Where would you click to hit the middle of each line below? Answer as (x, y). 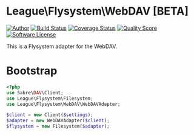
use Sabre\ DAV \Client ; (35, 92)
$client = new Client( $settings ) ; (50, 115)
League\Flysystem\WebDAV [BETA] (98, 11)
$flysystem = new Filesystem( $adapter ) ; (58, 126)
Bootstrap (32, 71)
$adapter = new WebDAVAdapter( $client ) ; (58, 121)
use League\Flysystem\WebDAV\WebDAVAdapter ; (63, 104)
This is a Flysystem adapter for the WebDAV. (62, 46)
